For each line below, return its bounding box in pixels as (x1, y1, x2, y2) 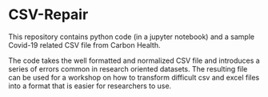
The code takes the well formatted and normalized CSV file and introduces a (8, 56, 260, 65)
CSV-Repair (8, 6, 89, 24)
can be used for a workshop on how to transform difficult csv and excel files (8, 72, 260, 82)
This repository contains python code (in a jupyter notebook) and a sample (8, 32, 254, 41)
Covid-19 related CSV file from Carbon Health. (8, 40, 161, 49)
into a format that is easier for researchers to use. (8, 81, 172, 91)
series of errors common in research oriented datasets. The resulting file (8, 64, 248, 73)
